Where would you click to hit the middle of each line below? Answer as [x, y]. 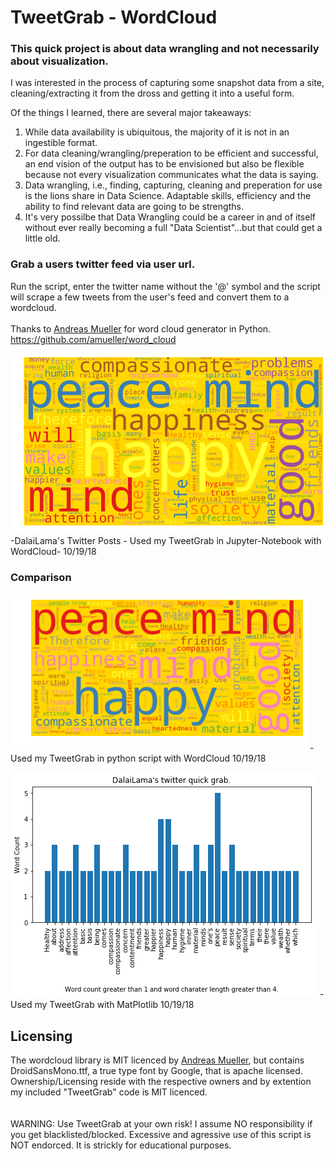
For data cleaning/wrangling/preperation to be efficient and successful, [171, 153]
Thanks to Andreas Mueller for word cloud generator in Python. [141, 328]
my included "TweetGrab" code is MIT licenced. [109, 1092]
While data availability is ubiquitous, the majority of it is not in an [157, 132]
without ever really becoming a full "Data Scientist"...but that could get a [173, 228]
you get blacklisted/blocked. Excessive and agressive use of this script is [161, 1135]
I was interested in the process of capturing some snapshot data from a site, [167, 83]
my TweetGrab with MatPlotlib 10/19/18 [114, 1005]
